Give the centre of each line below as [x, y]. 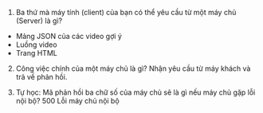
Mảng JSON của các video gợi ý [69, 36]
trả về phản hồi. [41, 77]
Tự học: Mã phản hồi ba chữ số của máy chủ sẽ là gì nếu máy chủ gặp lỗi [135, 92]
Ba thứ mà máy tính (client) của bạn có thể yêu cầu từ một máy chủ [126, 12]
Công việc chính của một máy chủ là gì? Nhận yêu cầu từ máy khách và [133, 68]
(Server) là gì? [39, 21]
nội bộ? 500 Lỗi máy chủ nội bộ [67, 101]
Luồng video [36, 45]
